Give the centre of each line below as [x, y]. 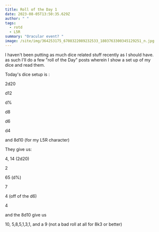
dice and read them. [25, 65]
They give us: [19, 149]
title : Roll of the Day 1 [31, 9]
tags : [10, 23]
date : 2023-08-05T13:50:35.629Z [37, 14]
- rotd [16, 28]
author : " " [17, 18]
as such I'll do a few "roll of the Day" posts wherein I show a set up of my [78, 60]
